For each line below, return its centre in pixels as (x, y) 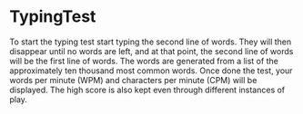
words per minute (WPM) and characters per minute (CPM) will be (133, 80)
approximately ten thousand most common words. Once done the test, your (151, 71)
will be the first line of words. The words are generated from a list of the (144, 61)
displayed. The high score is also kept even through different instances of (147, 90)
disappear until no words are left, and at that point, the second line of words (151, 51)
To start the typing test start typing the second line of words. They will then (151, 42)
